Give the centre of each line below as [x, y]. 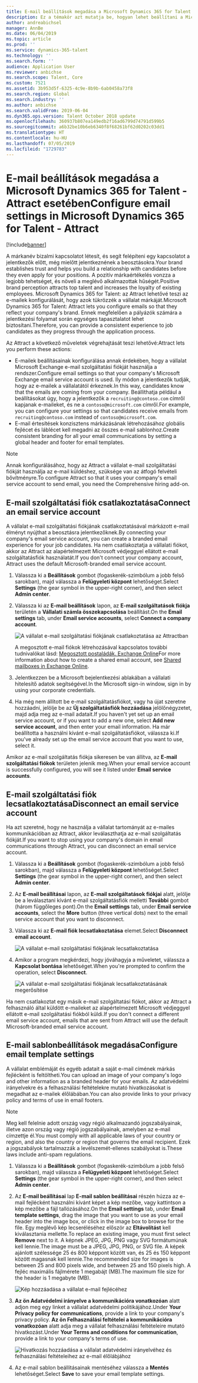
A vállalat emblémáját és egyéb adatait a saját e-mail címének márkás [91, 1069]
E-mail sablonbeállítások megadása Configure [92, 1045]
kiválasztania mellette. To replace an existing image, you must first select [102, 1233]
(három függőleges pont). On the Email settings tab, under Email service [103, 907]
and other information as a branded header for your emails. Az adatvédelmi [98, 1081]
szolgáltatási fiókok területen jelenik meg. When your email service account [98, 764]
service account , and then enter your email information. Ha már [92, 727]
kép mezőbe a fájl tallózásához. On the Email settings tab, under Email [100, 1209]
